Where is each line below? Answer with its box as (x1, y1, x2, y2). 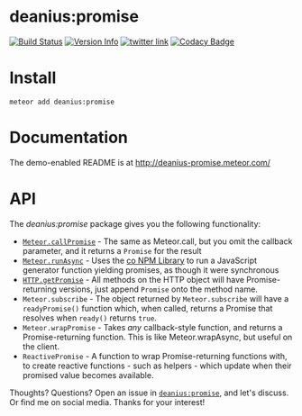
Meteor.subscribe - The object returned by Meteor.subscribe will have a (22, 293, 289, 303)
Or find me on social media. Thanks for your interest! (9, 396, 206, 407)
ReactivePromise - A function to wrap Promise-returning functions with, (22, 350, 288, 361)
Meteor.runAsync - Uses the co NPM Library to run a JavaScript (22, 255, 258, 266)
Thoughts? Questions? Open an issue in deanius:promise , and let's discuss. (9, 387, 289, 398)
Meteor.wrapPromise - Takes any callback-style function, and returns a (22, 321, 283, 332)
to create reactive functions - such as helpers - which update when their (22, 360, 292, 371)
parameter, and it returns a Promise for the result (22, 245, 202, 256)
